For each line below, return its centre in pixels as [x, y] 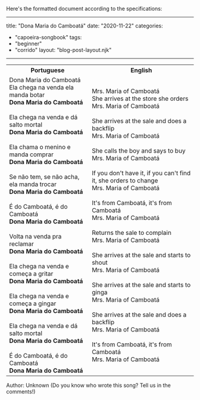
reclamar [22, 244]
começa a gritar [31, 274]
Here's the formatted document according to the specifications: [84, 9]
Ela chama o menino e [40, 147]
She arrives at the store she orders [140, 99]
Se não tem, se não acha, [44, 177]
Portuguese [48, 70]
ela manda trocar [33, 184]
